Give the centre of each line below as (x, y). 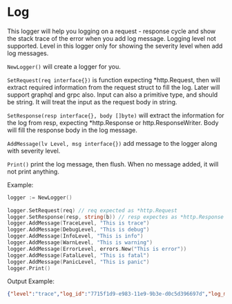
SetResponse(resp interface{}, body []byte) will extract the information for (116, 115)
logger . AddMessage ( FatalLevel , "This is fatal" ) (78, 255)
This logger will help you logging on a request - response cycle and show (112, 31)
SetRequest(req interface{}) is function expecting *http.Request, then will (114, 79)
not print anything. (33, 171)
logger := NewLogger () (40, 198)
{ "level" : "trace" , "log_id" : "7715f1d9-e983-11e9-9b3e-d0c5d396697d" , (108, 294)
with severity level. (34, 151)
